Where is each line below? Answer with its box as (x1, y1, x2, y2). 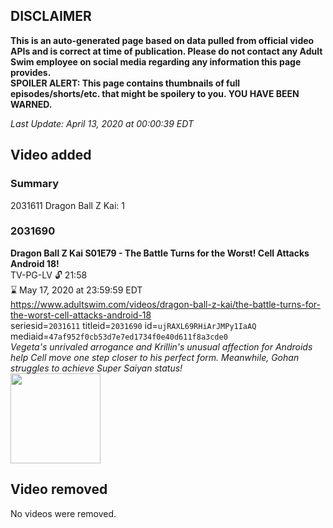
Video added (10, 147, 92, 164)
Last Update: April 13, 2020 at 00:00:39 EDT (10, 117, 194, 129)
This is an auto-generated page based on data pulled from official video (10, 34, 315, 46)
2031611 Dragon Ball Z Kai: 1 (10, 199, 125, 211)
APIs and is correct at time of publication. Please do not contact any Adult (10, 45, 323, 57)
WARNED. (10, 98, 53, 110)
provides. (10, 66, 52, 78)
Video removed (10, 481, 108, 498)
